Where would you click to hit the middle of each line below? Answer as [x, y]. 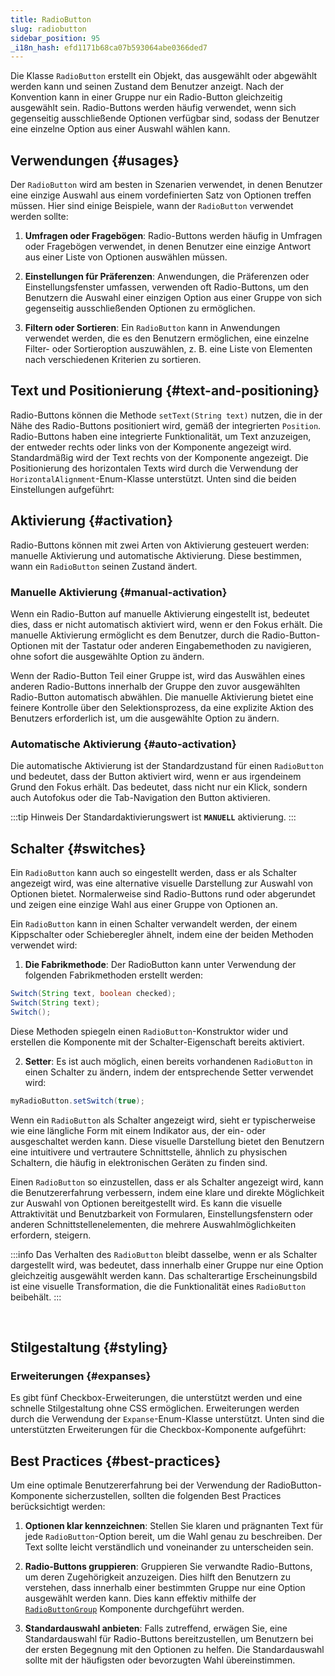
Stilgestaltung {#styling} [89, 1347]
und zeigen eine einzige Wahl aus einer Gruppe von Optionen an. [144, 905]
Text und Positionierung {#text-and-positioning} [165, 391]
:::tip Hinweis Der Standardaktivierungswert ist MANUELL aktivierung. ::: [153, 817]
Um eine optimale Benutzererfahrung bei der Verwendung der [138, 1485]
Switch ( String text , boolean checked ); [93, 994]
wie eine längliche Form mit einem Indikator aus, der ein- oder [138, 1130]
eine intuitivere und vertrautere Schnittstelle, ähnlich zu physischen [149, 1152]
